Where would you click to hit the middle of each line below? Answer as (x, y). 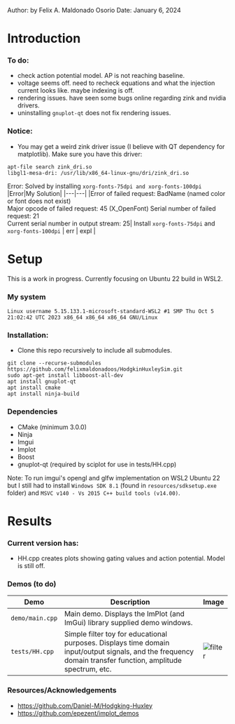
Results (30, 521)
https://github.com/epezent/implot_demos (78, 713)
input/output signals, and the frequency (129, 652)
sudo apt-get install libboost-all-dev (65, 376)
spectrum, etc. (88, 669)
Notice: (20, 131)
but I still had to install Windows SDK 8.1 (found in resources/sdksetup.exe (112, 485)
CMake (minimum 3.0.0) (52, 427)
